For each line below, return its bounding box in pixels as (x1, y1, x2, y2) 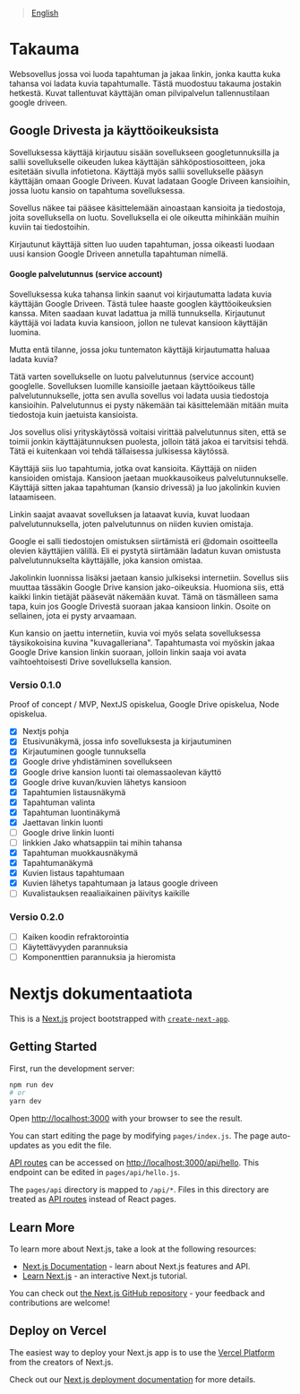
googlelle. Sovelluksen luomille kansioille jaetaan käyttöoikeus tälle (9, 380, 255, 391)
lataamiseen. (9, 491, 56, 502)
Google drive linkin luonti (21, 827, 115, 837)
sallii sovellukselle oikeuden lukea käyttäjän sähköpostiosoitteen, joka (9, 156, 266, 167)
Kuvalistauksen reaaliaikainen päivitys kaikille (21, 887, 190, 899)
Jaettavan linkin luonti (21, 817, 104, 827)
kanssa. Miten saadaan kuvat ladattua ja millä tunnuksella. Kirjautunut (9, 307, 266, 318)
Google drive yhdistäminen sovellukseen (21, 757, 173, 767)
